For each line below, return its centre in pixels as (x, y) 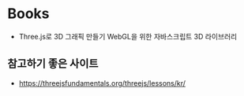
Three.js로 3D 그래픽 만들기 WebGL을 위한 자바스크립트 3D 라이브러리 (128, 36)
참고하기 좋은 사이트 (53, 64)
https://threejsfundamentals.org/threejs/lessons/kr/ (102, 83)
